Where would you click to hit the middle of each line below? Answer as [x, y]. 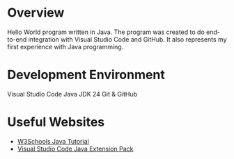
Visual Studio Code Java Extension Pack [75, 149]
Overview [36, 13]
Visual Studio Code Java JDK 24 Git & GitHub [72, 94]
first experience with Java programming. [65, 47]
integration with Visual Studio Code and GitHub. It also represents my [127, 39]
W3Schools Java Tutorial [53, 141]
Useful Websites [56, 122]
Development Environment [86, 75]
